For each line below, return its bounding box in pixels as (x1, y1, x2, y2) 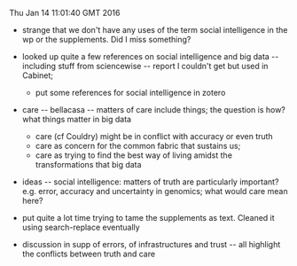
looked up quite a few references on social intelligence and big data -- (21, 51, 279, 61)
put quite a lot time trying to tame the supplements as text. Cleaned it (21, 213, 275, 223)
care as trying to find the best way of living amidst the (35, 150, 233, 160)
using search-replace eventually (21, 222, 140, 232)
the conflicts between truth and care (21, 248, 156, 259)
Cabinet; (21, 70, 54, 81)
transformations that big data (35, 160, 142, 169)
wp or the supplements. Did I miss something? (21, 35, 191, 44)
